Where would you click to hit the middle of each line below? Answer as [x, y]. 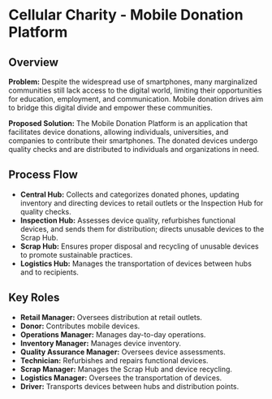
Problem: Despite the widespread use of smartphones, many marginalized [133, 82]
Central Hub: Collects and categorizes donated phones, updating [130, 194]
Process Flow [43, 175]
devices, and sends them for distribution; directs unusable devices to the [142, 228]
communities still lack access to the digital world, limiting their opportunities [135, 90]
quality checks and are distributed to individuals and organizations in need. [134, 149]
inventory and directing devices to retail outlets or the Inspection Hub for [142, 203]
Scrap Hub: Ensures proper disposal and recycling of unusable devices [139, 246]
